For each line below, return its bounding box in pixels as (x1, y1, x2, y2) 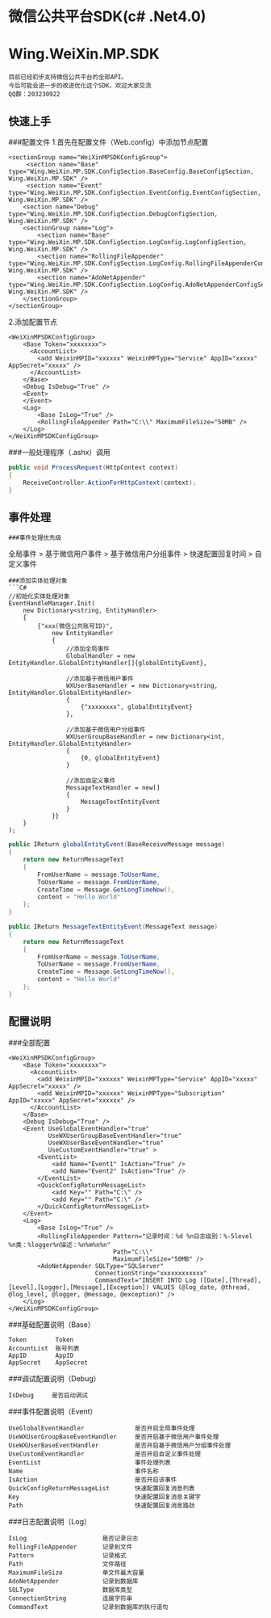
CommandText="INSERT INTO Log (94, 1276, 197, 1284)
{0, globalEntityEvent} (80, 754, 161, 762)
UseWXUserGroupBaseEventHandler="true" (48, 1131, 182, 1140)
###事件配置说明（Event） (8, 1406, 98, 1416)
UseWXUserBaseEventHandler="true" (48, 1139, 164, 1147)
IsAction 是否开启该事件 (8, 1476, 177, 1484)
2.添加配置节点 (8, 317, 58, 327)
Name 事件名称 (8, 1467, 160, 1475)
